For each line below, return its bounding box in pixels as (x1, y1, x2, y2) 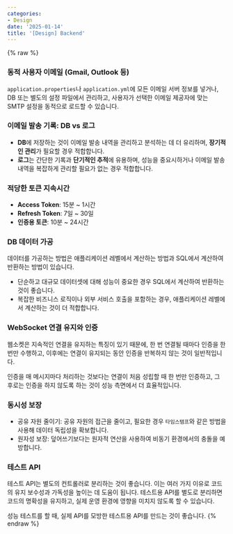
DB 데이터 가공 (7, 237, 54, 247)
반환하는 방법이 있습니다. (7, 262, 74, 272)
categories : (7, 10, 42, 17)
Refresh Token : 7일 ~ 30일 (17, 210, 94, 218)
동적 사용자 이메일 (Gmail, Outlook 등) (7, 68, 130, 77)
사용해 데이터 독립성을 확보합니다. (17, 426, 109, 434)
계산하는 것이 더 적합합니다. (24, 304, 99, 312)
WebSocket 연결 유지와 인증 (7, 323, 99, 333)
